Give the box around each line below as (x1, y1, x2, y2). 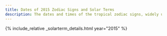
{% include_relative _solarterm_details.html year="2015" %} (5, 25, 128, 31)
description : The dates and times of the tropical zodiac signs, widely (5, 12, 159, 17)
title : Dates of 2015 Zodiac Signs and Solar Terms (5, 7, 114, 12)
